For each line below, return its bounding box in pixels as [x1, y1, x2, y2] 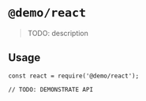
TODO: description [27, 28, 89, 38]
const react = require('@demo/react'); [8, 72, 140, 80]
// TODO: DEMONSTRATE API [8, 85, 93, 93]
